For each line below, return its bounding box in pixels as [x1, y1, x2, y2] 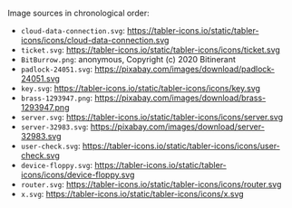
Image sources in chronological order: [7, 8, 150, 18]
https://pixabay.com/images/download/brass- [94, 92, 267, 103]
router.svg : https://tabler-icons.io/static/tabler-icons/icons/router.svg [20, 179, 282, 189]
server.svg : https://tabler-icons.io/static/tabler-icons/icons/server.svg [20, 112, 284, 122]
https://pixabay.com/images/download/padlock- [94, 63, 275, 74]
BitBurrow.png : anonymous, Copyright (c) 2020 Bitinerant [20, 54, 237, 64]
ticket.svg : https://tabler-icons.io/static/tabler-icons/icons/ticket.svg [20, 44, 281, 55]
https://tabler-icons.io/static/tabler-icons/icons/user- [83, 140, 281, 151]
